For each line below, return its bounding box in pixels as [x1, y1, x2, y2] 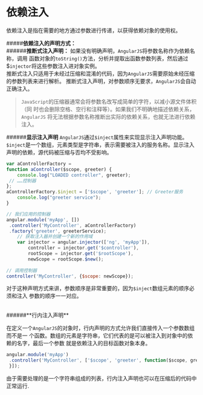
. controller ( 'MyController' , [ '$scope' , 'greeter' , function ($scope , [8, 357, 188, 363]
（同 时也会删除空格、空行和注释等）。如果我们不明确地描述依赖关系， [21, 105, 195, 113]
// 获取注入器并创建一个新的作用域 [17, 234, 93, 240]
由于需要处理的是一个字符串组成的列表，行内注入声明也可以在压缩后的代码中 [6, 375, 197, 382]
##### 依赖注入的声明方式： [6, 39, 77, 47]
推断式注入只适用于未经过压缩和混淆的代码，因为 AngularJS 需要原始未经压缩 [6, 70, 195, 77]
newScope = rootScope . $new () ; [28, 256, 104, 262]
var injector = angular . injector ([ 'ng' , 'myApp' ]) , [17, 239, 150, 245]
